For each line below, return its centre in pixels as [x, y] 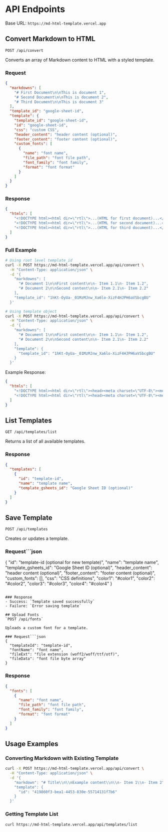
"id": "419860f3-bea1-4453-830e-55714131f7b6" [68, 792]
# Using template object [31, 311]
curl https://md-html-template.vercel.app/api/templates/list [71, 824]
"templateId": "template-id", [41, 646]
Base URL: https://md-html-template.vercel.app [56, 23]
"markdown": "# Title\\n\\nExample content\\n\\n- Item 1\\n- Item [86, 782]
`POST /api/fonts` [24, 619]
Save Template [29, 518]
